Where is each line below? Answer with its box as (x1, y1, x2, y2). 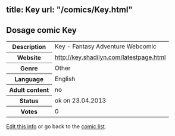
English (54, 75, 76, 83)
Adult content (9, 86, 49, 94)
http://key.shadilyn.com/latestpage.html (54, 53, 166, 61)
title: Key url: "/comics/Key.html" (6, 5, 133, 15)
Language (14, 75, 43, 84)
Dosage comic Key (6, 25, 77, 35)
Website (17, 54, 42, 62)
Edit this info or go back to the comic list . (6, 123, 107, 130)
